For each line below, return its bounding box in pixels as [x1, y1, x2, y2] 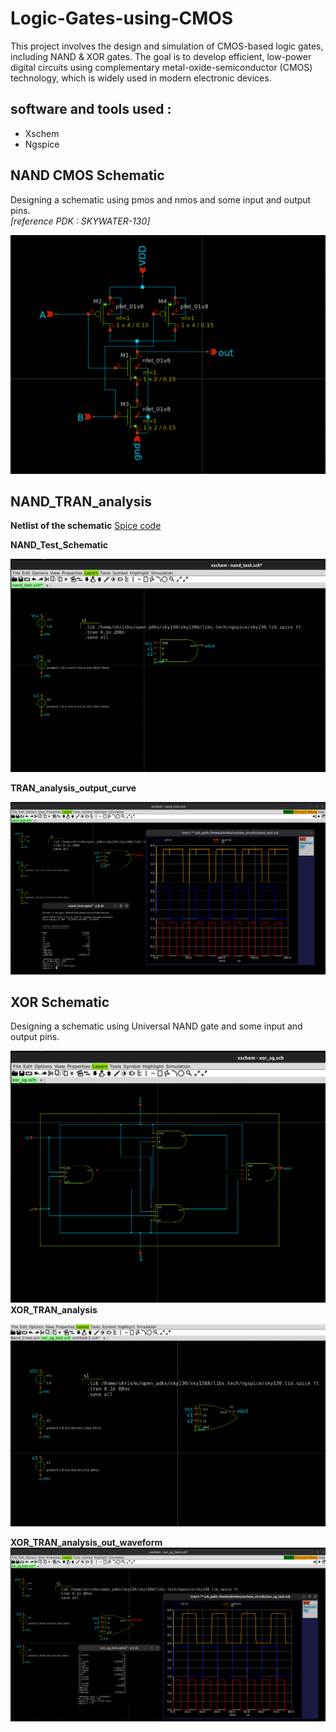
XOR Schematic [10, 993, 110, 1011]
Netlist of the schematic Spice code [10, 520, 162, 532]
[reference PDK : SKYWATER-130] [10, 215, 151, 227]
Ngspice [24, 138, 60, 150]
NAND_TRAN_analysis [10, 493, 152, 510]
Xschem [24, 127, 60, 139]
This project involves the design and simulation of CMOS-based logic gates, [10, 40, 324, 52]
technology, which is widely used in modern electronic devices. [10, 72, 272, 84]
